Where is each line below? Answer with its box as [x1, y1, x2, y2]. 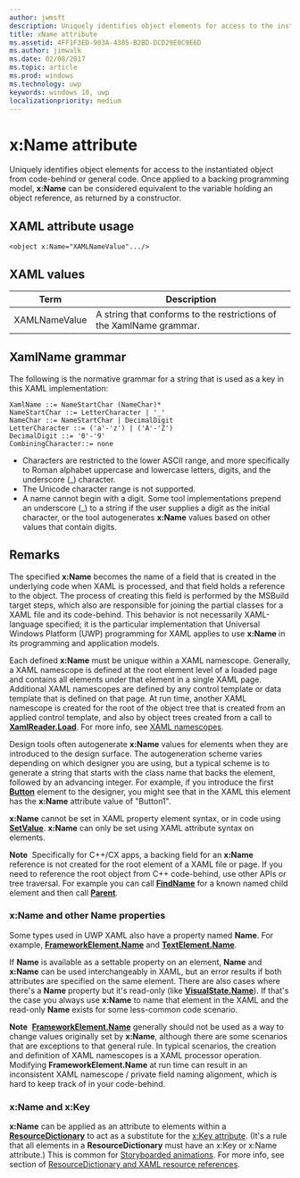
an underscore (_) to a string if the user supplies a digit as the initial [21, 502, 271, 513]
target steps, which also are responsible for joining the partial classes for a [9, 600, 284, 610]
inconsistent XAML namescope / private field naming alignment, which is [9, 1069, 278, 1080]
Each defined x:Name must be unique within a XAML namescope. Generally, [9, 654, 291, 666]
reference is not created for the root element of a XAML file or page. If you [9, 859, 283, 870]
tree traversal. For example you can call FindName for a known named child [9, 878, 288, 888]
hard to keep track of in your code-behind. [9, 1078, 166, 1089]
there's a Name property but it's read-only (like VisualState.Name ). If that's [9, 985, 289, 996]
